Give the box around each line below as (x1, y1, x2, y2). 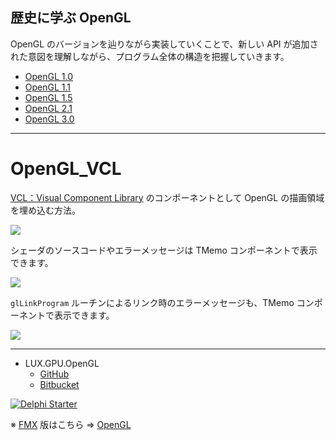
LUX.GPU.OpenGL (24, 357, 100, 369)
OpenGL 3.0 (24, 113, 75, 125)
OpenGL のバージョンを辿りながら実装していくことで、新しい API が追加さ (10, 38, 319, 50)
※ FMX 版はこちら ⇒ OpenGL (10, 418, 132, 430)
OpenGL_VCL (10, 158, 122, 180)
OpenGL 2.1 (24, 102, 73, 114)
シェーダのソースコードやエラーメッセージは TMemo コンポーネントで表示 (10, 244, 318, 256)
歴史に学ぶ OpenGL (10, 9, 132, 27)
